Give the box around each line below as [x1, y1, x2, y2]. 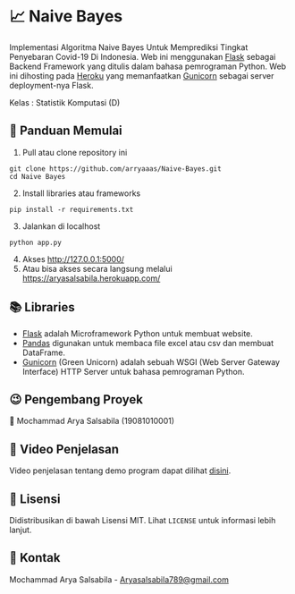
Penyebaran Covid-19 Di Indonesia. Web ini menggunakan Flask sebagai [9, 51, 276, 62]
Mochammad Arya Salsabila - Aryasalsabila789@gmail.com [9, 573, 230, 585]
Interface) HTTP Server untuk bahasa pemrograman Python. [21, 366, 245, 377]
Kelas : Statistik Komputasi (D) [9, 97, 121, 107]
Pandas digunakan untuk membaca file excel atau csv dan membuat [21, 337, 274, 348]
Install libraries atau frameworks [21, 188, 141, 199]
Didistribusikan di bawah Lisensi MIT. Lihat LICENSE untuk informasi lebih [9, 515, 276, 525]
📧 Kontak [9, 550, 61, 565]
